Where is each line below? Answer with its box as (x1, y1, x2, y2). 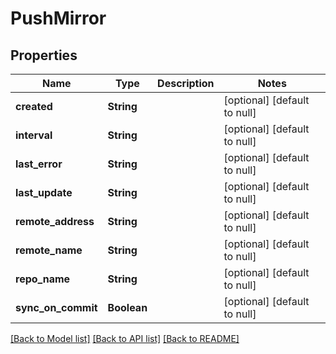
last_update (15, 186, 73, 199)
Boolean (107, 301, 148, 314)
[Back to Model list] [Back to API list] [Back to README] (10, 333, 240, 344)
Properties (10, 47, 78, 64)
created (15, 100, 53, 113)
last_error (15, 157, 63, 171)
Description (157, 77, 215, 90)
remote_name (15, 243, 83, 257)
